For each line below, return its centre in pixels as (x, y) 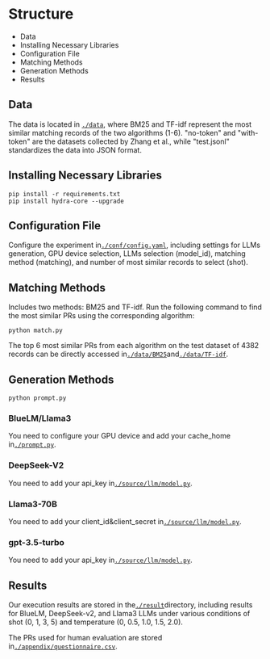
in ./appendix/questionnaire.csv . (63, 646)
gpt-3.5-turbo (36, 542)
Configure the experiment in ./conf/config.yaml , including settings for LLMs (134, 245)
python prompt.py (37, 398)
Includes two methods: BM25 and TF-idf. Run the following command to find (135, 307)
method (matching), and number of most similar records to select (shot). (128, 262)
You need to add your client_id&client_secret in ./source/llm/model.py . (125, 521)
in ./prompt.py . (32, 444)
